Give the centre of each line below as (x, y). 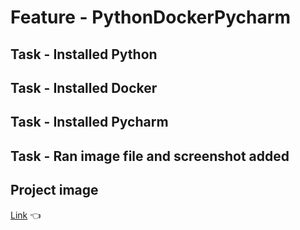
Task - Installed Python (84, 54)
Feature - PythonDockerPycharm (150, 17)
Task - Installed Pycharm (89, 122)
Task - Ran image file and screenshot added (150, 156)
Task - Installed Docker (84, 87)
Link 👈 (26, 215)
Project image (54, 190)
